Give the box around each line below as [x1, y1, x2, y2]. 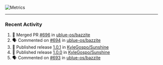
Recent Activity [5, 21, 43, 27]
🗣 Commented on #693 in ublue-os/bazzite [12, 55, 101, 61]
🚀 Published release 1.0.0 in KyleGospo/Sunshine [12, 50, 110, 55]
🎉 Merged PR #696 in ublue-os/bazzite [12, 32, 91, 38]
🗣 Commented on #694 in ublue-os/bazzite [12, 38, 101, 43]
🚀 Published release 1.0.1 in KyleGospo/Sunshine [12, 44, 109, 50]
